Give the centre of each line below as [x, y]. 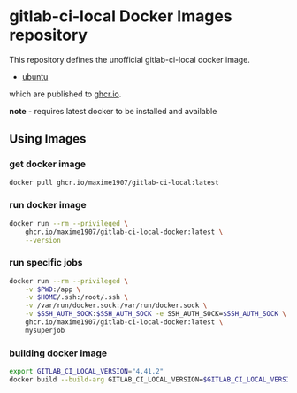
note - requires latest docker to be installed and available [113, 111]
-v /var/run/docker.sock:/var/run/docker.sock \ [116, 306]
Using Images [48, 139]
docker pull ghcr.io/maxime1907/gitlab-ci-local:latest [114, 182]
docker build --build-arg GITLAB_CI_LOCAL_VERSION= [106, 380]
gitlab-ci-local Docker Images [121, 16]
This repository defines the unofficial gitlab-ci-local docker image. [129, 59]
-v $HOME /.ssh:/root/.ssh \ [76, 297]
